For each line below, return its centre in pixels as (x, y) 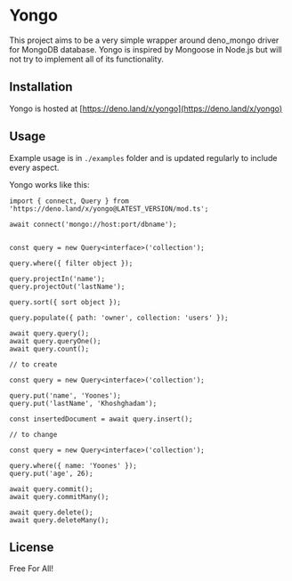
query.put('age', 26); (51, 473)
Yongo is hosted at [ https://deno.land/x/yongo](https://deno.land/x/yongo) (146, 109)
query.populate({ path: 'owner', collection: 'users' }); (119, 318)
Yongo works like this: (50, 184)
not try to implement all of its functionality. (87, 59)
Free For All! (31, 569)
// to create (33, 364)
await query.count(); (49, 349)
